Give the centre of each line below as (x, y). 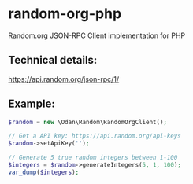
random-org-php (65, 14)
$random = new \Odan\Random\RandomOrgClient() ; (88, 122)
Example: (32, 104)
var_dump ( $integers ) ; (44, 172)
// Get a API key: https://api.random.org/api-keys (95, 136)
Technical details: (53, 60)
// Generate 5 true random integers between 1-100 (93, 158)
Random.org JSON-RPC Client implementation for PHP (97, 35)
